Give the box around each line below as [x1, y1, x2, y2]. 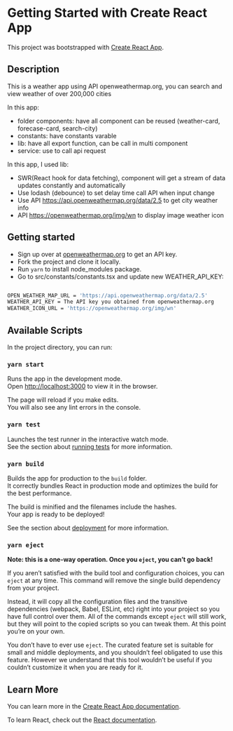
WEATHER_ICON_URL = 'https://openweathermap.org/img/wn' [7, 305, 177, 312]
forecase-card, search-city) [17, 124, 98, 133]
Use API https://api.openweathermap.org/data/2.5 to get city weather [17, 196, 218, 204]
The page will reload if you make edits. [7, 396, 119, 404]
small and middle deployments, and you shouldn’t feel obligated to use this [7, 648, 223, 657]
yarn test [7, 421, 41, 429]
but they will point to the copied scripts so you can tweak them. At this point [7, 619, 226, 629]
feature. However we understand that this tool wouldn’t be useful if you [7, 656, 212, 664]
